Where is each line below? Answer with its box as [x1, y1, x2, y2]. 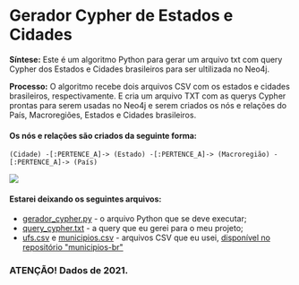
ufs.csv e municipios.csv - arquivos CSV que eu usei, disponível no [21, 232, 271, 243]
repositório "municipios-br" [21, 242, 124, 253]
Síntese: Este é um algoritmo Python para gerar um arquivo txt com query [9, 54, 283, 65]
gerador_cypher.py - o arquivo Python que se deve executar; [21, 213, 247, 224]
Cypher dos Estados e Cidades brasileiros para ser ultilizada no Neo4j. [9, 64, 270, 74]
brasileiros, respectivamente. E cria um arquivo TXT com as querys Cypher [9, 91, 286, 101]
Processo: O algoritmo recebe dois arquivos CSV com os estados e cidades [9, 81, 291, 91]
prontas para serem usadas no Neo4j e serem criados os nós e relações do [9, 99, 287, 110]
